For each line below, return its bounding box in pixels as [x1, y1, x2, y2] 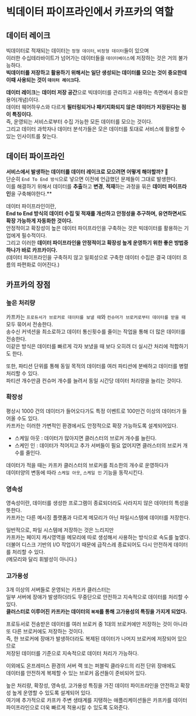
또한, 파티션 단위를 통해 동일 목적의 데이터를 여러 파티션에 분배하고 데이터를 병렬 [6, 362, 189, 369]
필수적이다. [21, 232, 47, 239]
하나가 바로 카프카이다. [6, 246, 58, 253]
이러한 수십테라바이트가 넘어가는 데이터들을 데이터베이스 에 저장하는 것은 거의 [6, 54, 177, 61]
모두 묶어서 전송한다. [6, 320, 53, 328]
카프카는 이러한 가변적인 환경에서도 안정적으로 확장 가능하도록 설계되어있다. [6, 422, 178, 429]
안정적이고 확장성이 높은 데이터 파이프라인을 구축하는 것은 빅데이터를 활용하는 [6, 224, 183, 231]
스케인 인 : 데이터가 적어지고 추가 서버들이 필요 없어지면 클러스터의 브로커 [14, 441, 182, 448]
